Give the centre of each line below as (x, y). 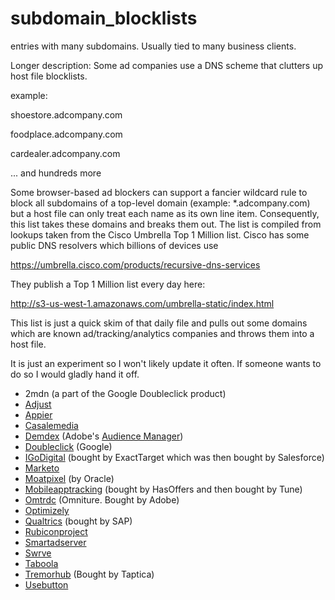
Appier (38, 414)
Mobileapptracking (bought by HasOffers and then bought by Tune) (163, 489)
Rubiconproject (56, 531)
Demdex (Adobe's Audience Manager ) (104, 436)
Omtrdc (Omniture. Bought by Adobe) (102, 499)
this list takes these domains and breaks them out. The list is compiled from (166, 224)
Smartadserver (55, 542)
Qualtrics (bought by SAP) (78, 521)
